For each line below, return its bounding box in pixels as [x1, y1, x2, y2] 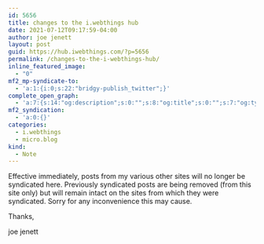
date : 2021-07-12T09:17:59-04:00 [8, 26, 118, 34]
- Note [15, 150, 37, 158]
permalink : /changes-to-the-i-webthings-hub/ [8, 56, 159, 64]
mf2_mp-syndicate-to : [8, 77, 79, 85]
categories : [8, 121, 47, 129]
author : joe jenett [8, 33, 72, 42]
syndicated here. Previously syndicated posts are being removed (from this [8, 180, 251, 189]
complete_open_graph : [8, 92, 79, 100]
